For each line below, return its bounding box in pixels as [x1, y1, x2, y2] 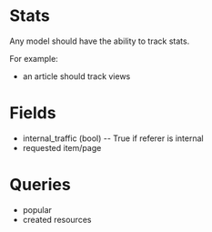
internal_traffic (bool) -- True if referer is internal [22, 133, 204, 144]
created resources [22, 214, 92, 225]
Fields [9, 103, 56, 124]
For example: [9, 53, 59, 64]
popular [22, 204, 53, 215]
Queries [9, 175, 71, 196]
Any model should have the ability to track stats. [9, 35, 190, 46]
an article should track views [22, 70, 131, 82]
